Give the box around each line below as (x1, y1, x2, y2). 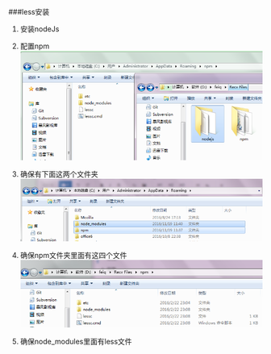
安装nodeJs (19, 24, 60, 34)
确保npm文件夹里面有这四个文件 (19, 250, 127, 260)
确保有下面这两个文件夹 (19, 169, 98, 179)
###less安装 (8, 7, 50, 16)
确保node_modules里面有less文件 (19, 336, 132, 346)
